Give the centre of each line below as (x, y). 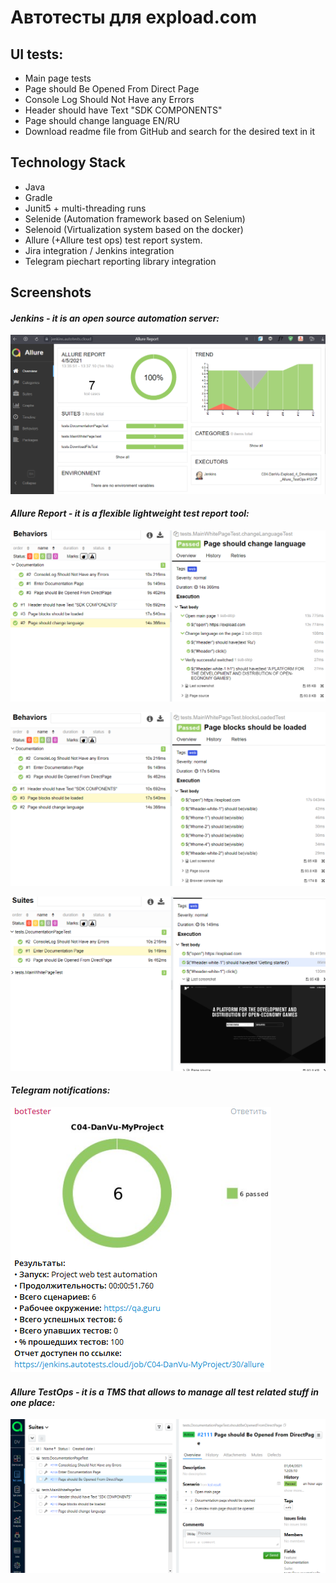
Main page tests (58, 78)
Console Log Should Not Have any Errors (109, 99)
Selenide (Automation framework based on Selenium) (135, 218)
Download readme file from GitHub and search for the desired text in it (169, 131)
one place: (33, 1402)
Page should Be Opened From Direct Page (112, 89)
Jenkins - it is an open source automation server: (115, 318)
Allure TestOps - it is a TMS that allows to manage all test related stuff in (164, 1392)
